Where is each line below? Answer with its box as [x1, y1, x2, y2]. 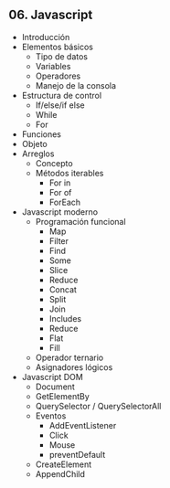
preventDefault [48, 449, 106, 460]
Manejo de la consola [35, 80, 116, 90]
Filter [48, 235, 69, 246]
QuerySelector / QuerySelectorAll [35, 400, 162, 411]
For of [48, 186, 72, 197]
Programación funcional [35, 216, 126, 227]
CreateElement [35, 459, 92, 470]
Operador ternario [35, 352, 104, 363]
